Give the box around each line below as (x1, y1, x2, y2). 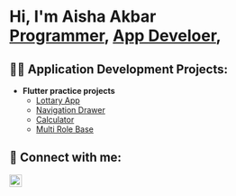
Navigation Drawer (35, 105, 105, 115)
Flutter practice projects (22, 86, 115, 96)
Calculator (35, 115, 75, 125)
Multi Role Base (35, 124, 95, 135)
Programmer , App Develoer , (9, 25, 222, 46)
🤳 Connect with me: (9, 150, 122, 165)
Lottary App (35, 95, 81, 106)
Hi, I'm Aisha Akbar (9, 6, 157, 27)
